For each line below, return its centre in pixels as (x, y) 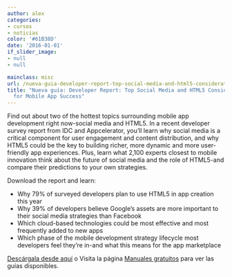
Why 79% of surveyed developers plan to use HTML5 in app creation (115, 194)
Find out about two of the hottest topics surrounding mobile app (98, 116)
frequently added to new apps (60, 231)
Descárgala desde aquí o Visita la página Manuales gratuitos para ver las (110, 258)
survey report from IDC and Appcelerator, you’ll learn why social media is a (114, 131)
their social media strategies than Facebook (79, 216)
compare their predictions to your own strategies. (78, 167)
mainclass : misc (30, 77)
